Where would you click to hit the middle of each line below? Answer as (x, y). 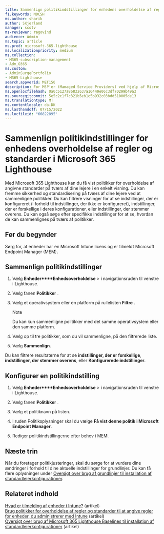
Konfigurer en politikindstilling (52, 376)
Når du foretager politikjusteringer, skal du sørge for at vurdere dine (73, 463)
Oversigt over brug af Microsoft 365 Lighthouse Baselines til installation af (80, 521)
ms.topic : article (24, 42)
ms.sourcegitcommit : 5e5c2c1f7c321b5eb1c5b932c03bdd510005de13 (71, 96)
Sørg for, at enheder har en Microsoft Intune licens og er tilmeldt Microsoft (80, 246)
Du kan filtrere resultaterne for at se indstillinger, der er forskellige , (73, 355)
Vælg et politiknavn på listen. (41, 412)
